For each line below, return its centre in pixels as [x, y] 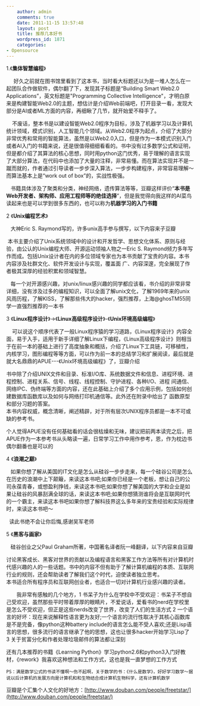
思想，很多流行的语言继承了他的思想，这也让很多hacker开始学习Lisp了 [103, 631]
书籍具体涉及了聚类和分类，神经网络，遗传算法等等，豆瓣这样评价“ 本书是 [100, 188]
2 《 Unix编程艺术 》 [27, 216]
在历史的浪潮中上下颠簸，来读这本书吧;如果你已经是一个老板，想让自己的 [96, 479]
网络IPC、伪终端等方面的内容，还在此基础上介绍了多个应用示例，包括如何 [96, 389]
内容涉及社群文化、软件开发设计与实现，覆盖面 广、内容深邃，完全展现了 [96, 264]
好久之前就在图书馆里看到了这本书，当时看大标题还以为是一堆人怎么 [97, 80]
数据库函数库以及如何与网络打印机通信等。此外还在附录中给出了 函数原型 [101, 396]
